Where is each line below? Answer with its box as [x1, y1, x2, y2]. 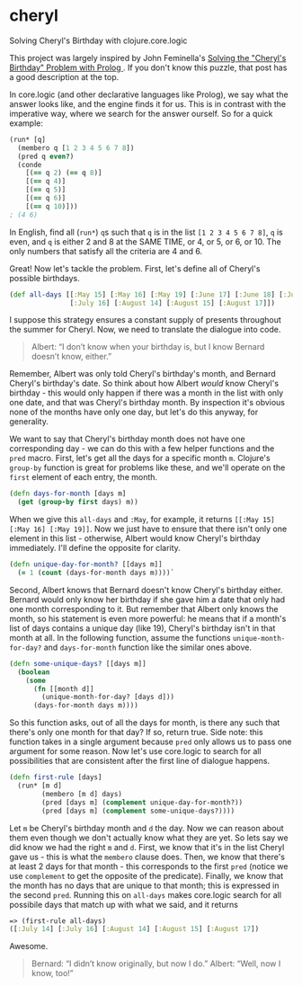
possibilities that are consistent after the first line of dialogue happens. [9, 756, 271, 767]
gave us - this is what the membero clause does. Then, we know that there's [9, 851, 286, 862]
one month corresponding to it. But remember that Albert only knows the [9, 603, 279, 614]
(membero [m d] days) [41, 789, 123, 798]
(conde [17, 160, 42, 169]
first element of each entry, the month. [9, 472, 158, 483]
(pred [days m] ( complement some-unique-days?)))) [41, 806, 235, 815]
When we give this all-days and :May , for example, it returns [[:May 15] [9, 514, 276, 525]
